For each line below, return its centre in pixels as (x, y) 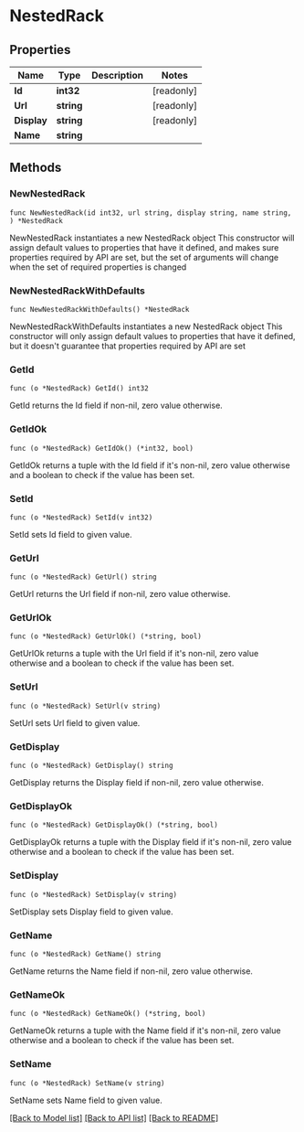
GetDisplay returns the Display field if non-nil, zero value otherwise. (137, 783)
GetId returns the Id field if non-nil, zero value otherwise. (116, 406)
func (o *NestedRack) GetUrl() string (83, 577)
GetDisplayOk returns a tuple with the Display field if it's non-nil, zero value (151, 842)
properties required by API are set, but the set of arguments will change (144, 257)
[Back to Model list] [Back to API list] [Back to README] (114, 1117)
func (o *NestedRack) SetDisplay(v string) (94, 894)
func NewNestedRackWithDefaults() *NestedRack (100, 309)
